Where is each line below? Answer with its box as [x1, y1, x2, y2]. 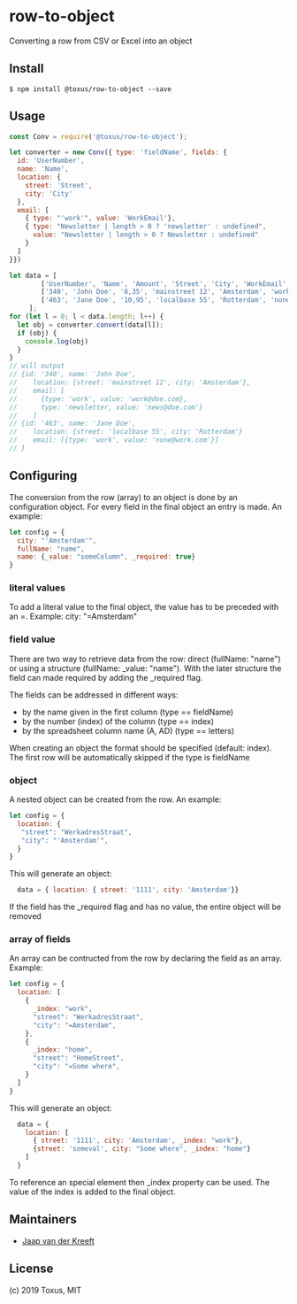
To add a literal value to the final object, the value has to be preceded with [9, 602, 279, 613]
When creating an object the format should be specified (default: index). [9, 742, 272, 753]
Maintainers [9, 1212, 78, 1227]
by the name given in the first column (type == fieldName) [21, 706, 234, 717]
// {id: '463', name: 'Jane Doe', [9, 419, 137, 428]
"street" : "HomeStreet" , [32, 1053, 125, 1063]
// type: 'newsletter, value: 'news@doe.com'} [9, 403, 203, 412]
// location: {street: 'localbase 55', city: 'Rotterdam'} [9, 428, 243, 436]
